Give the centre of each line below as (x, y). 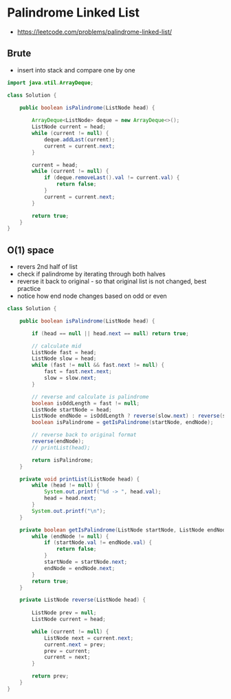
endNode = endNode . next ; (79, 568)
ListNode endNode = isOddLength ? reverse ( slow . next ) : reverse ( (128, 416)
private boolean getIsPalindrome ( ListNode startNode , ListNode (112, 530)
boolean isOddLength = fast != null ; (86, 403)
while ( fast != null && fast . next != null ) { (98, 365)
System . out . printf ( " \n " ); (69, 511)
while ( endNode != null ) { (70, 536)
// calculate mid (56, 346)
